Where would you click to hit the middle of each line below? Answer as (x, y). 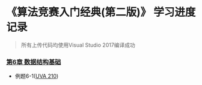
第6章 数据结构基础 (34, 62)
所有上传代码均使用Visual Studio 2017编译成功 (78, 45)
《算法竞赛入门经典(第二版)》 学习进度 (101, 12)
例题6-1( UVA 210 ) (37, 76)
